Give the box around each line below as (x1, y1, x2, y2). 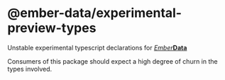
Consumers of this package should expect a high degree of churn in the (7, 57, 218, 65)
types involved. (7, 64, 53, 73)
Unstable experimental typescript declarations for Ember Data (7, 43, 187, 52)
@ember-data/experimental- (7, 5, 182, 21)
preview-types (7, 20, 97, 36)
